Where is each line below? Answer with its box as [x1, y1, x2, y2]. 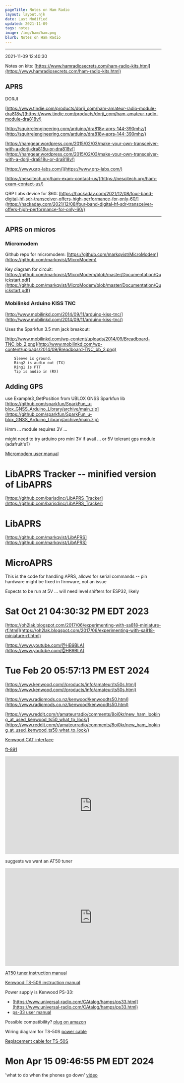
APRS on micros [5, 226, 56, 234]
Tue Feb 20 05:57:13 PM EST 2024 [5, 665, 150, 676]
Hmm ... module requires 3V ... [5, 426, 68, 432]
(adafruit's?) [5, 441, 30, 447]
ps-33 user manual [12, 1009, 52, 1015]
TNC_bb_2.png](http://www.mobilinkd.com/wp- [5, 341, 103, 347]
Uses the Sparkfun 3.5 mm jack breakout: [5, 326, 90, 332]
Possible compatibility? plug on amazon [5, 1019, 86, 1025]
